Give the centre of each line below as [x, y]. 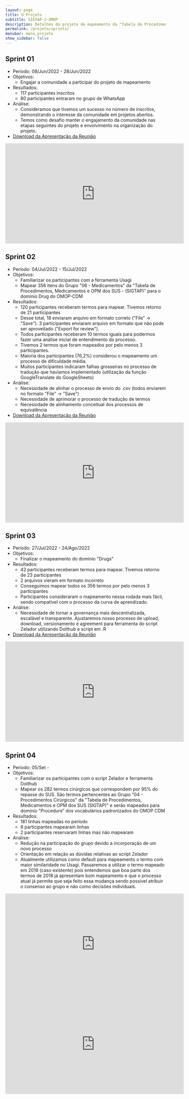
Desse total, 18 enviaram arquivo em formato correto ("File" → [85, 318]
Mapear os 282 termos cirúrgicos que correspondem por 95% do [89, 789]
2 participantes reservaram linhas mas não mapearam [77, 832]
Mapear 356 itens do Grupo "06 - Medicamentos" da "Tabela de [88, 285]
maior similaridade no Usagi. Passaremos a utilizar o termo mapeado [92, 865]
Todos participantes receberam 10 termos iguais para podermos [88, 334]
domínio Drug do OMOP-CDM [51, 296]
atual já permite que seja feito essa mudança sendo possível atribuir [92, 881]
